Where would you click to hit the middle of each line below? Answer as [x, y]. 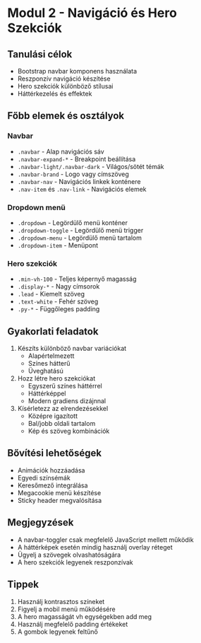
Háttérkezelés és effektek [55, 94]
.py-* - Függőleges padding [59, 309]
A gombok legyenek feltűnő [58, 632]
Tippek [23, 585]
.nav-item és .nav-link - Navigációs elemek [82, 189]
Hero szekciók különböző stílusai [65, 86]
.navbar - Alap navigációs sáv [61, 151]
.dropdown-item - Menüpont [58, 245]
